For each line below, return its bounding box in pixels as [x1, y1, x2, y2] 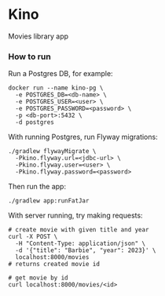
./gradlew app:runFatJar [8, 197, 90, 205]
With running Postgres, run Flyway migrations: [8, 132, 159, 142]
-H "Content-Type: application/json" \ [15, 239, 146, 248]
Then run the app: [8, 182, 67, 192]
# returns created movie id [8, 261, 101, 269]
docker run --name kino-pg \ [8, 84, 104, 92]
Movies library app [8, 31, 69, 41]
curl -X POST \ [8, 233, 58, 241]
